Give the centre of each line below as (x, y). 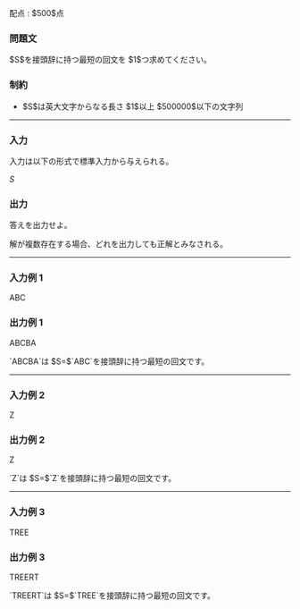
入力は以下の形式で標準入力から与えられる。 (92, 161)
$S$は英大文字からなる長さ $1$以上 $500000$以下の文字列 (133, 106)
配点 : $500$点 (37, 13)
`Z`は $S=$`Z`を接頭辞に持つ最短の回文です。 (93, 478)
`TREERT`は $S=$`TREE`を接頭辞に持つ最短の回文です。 (112, 595)
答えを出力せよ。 (41, 225)
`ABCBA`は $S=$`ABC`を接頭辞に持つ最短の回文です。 (109, 361)
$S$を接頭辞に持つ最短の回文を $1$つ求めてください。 (111, 60)
